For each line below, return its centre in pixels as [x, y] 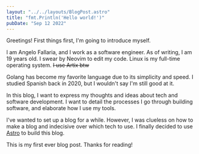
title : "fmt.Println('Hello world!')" [55, 18]
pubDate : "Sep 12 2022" [37, 23]
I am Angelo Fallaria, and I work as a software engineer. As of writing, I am [99, 52]
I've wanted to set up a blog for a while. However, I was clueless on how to [100, 120]
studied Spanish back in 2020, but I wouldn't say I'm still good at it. [90, 83]
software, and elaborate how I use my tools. [61, 108]
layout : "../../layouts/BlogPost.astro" [58, 12]
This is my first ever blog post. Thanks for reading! [69, 145]
